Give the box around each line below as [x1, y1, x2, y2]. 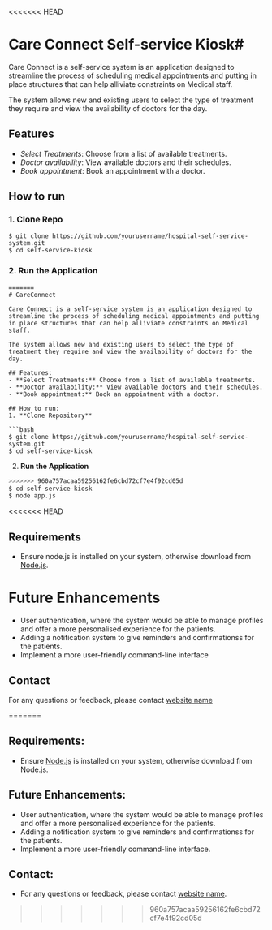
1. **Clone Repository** [8, 411, 93, 420]
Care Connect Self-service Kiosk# [8, 36, 244, 54]
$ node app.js [8, 492, 57, 500]
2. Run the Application [8, 265, 98, 277]
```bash [8, 425, 35, 433]
